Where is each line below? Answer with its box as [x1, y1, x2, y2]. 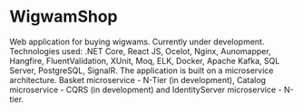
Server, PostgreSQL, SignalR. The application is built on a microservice [9, 65, 274, 76]
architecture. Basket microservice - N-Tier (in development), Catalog [9, 74, 266, 85]
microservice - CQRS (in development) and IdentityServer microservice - [9, 84, 282, 95]
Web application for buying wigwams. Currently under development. [9, 36, 265, 47]
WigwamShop [9, 6, 118, 27]
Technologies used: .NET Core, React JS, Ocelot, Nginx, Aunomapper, [9, 45, 271, 56]
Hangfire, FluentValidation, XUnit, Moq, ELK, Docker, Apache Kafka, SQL [9, 55, 280, 66]
